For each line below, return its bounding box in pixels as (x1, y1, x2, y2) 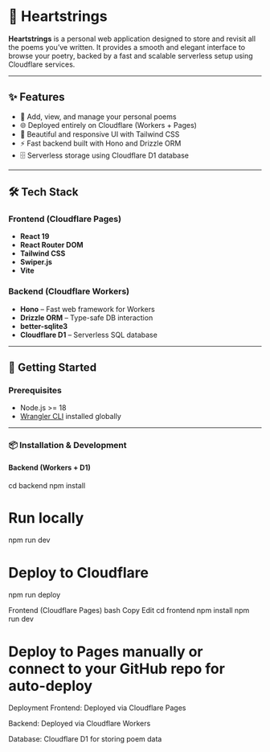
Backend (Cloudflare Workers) (8, 286, 130, 297)
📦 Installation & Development (8, 440, 127, 451)
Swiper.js (19, 257, 52, 267)
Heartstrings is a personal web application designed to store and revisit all (8, 34, 256, 43)
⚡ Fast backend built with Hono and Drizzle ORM (19, 138, 182, 148)
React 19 (19, 232, 50, 241)
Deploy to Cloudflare (8, 563, 149, 581)
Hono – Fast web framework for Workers (19, 304, 155, 314)
